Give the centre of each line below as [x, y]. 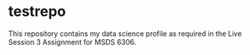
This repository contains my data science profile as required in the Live [125, 33]
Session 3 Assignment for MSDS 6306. [72, 41]
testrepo [37, 12]
